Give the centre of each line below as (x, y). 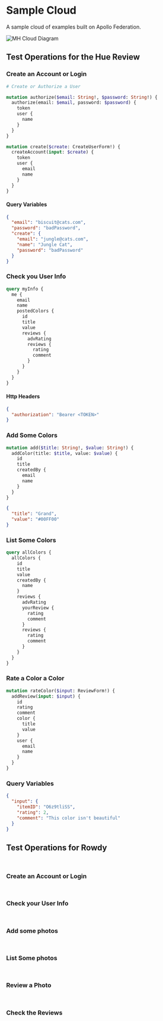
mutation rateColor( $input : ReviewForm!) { (61, 691)
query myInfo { (25, 289)
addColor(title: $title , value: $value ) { (65, 453)
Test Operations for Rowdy (57, 847)
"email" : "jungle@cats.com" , (53, 239)
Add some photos (32, 931)
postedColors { (36, 311)
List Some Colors (31, 540)
